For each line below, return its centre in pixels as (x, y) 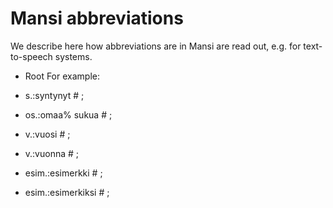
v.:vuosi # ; (47, 134)
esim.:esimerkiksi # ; (67, 192)
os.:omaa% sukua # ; (68, 114)
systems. (73, 56)
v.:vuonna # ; (52, 153)
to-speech (31, 56)
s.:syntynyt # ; (54, 95)
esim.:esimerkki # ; (63, 173)
